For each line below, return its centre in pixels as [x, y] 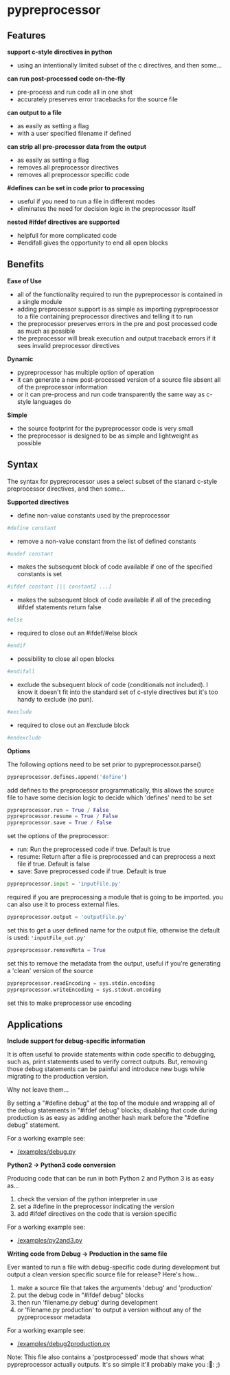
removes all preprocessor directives [68, 167]
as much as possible [46, 331]
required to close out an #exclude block [73, 725]
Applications [35, 1025]
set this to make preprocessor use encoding [69, 1003]
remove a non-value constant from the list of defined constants [106, 541]
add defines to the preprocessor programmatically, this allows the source [111, 790]
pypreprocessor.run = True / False [58, 810]
